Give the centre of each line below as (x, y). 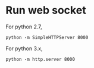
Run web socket (46, 10)
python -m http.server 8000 (40, 59)
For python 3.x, (24, 48)
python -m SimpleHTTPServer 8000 (47, 37)
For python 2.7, (24, 27)
